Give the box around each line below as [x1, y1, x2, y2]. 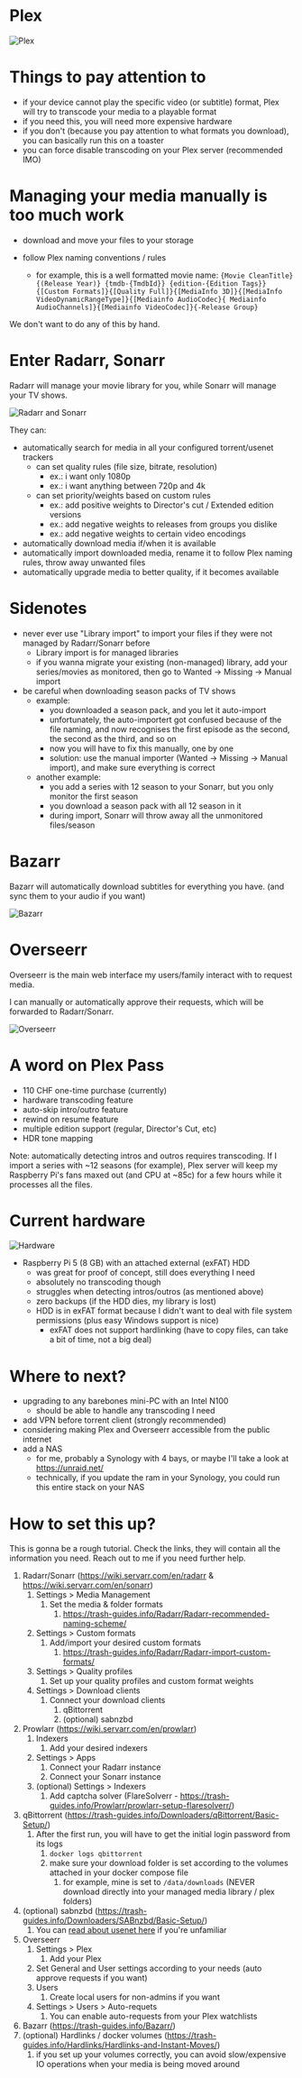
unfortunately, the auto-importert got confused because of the [49, 714, 282, 725]
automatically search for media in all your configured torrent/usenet [22, 442, 274, 453]
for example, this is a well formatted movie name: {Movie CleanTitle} [35, 270, 294, 280]
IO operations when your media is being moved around [35, 2059, 241, 2070]
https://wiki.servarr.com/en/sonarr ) [22, 1579, 153, 1591]
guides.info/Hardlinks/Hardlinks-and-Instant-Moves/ [22, 2039, 218, 2051]
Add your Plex [49, 1954, 102, 1964]
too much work [9, 205, 124, 225]
